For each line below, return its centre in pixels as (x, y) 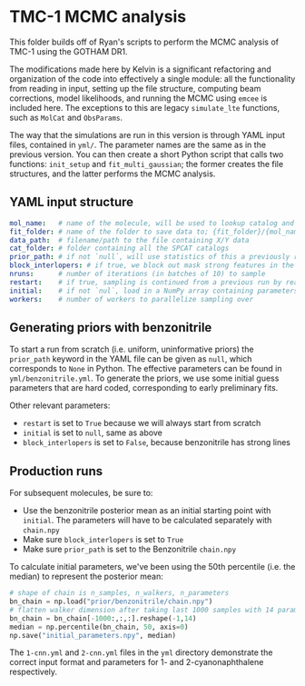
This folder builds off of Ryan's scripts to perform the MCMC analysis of (144, 42)
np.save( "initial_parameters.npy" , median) (93, 635)
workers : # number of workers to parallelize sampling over (132, 299)
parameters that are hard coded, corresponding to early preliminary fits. (144, 388)
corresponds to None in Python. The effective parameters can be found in (146, 369)
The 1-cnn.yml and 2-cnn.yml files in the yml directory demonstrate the (141, 652)
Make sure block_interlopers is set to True (103, 540)
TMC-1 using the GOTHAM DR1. (69, 51)
